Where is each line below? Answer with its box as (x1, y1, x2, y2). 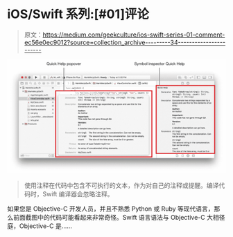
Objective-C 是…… (19, 222, 73, 230)
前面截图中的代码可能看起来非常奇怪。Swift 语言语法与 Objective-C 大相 (12, 213, 220, 221)
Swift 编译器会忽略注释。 (42, 189, 114, 198)
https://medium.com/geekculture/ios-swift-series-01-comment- (42, 30, 225, 39)
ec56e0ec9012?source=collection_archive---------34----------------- (24, 38, 226, 46)
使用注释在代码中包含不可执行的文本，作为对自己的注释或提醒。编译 (24, 181, 219, 189)
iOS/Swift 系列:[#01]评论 (7, 6, 150, 22)
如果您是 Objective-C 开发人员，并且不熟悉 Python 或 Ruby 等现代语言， (7, 205, 214, 213)
